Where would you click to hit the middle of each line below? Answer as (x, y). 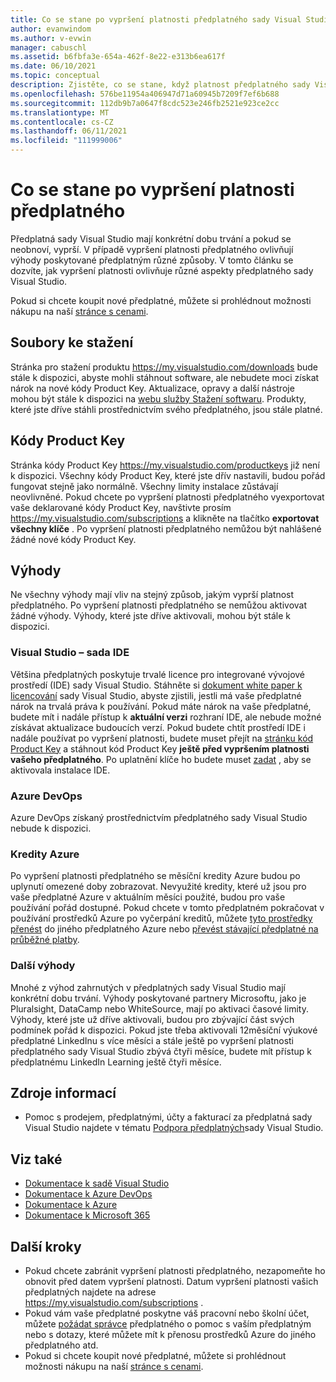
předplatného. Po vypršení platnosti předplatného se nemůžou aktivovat (158, 605)
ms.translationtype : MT (60, 112)
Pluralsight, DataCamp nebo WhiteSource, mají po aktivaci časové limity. (159, 1008)
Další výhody (43, 966)
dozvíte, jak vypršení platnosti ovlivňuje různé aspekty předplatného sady (162, 270)
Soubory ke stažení (72, 342)
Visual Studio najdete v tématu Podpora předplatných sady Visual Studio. (174, 1128)
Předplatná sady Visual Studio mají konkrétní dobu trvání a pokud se (151, 238)
